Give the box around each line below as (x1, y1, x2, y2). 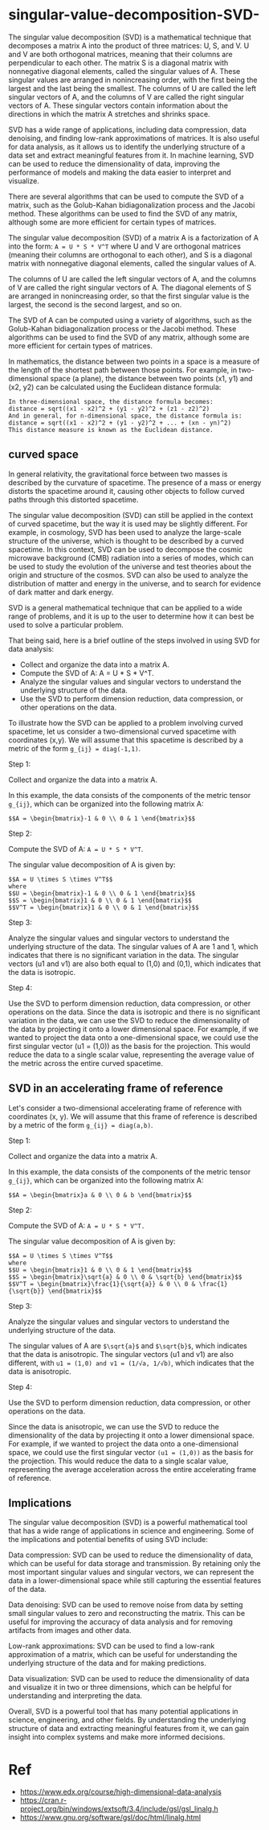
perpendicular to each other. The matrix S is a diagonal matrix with (8, 58, 229, 68)
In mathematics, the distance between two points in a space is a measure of (8, 356, 260, 366)
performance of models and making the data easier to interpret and (8, 167, 231, 177)
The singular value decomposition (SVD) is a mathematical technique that (8, 32, 251, 42)
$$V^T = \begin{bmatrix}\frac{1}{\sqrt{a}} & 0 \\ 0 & (8, 1280, 196, 1288)
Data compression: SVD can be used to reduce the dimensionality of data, (8, 1550, 254, 1560)
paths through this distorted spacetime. (8, 495, 139, 504)
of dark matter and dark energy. (8, 587, 114, 597)
